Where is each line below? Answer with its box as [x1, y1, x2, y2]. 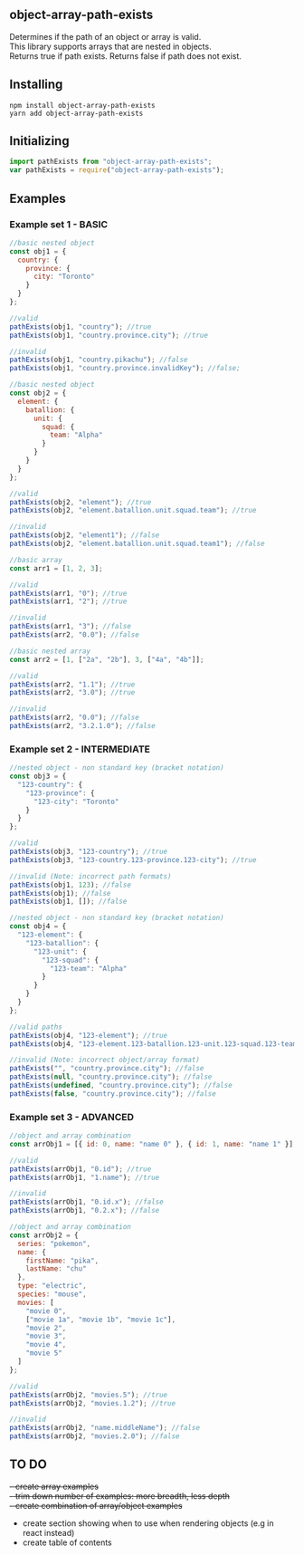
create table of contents [22, 1537, 112, 1548]
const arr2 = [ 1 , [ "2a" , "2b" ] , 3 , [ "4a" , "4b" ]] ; [9, 655, 204, 664]
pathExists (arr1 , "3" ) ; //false [9, 622, 131, 631]
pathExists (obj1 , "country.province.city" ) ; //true [9, 331, 208, 340]
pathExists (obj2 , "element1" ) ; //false [9, 531, 160, 540]
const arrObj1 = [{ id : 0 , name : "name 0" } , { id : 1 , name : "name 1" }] [9, 1139, 294, 1148]
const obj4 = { [9, 922, 67, 931]
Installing [9, 77, 63, 92]
